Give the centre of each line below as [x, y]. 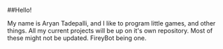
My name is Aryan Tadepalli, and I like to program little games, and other [111, 23]
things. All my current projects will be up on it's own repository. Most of [110, 31]
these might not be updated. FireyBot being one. [77, 38]
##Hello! [20, 10]
